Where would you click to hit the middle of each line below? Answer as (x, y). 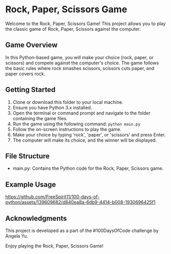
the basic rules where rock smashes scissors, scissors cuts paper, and (80, 68)
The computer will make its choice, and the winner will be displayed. (85, 140)
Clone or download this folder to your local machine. (68, 102)
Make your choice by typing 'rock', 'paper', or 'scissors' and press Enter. (89, 134)
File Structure (27, 156)
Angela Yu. (17, 236)
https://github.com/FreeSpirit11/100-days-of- (52, 197)
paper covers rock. (25, 74)
